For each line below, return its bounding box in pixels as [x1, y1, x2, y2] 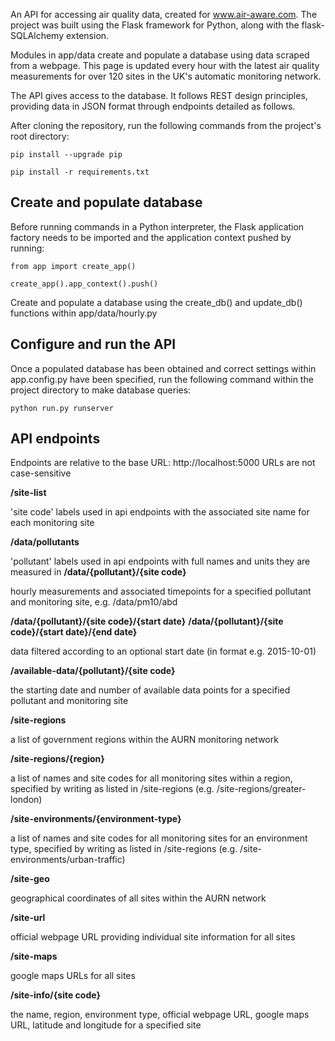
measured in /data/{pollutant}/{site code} [10, 566, 187, 578]
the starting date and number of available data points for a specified [10, 684, 291, 696]
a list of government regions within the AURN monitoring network [10, 734, 279, 746]
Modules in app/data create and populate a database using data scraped [10, 49, 310, 61]
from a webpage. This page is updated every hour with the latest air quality [10, 60, 320, 71]
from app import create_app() [10, 261, 137, 271]
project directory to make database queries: [10, 384, 192, 396]
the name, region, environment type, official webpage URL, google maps [10, 1009, 310, 1021]
